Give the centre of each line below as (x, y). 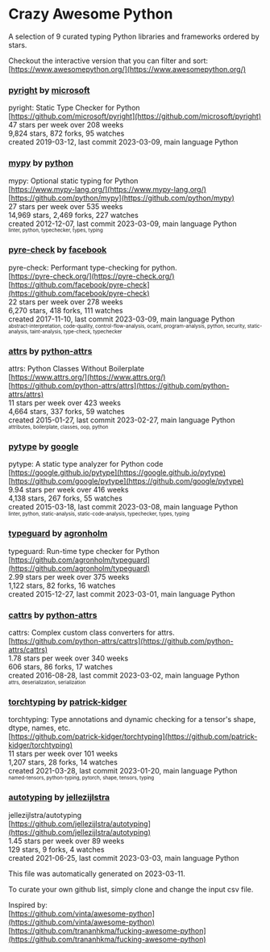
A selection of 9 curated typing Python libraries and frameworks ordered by (134, 36)
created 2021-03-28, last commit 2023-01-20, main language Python (123, 771)
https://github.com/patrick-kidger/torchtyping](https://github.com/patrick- (134, 736)
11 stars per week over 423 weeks (64, 403)
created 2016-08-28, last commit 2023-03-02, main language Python (124, 676)
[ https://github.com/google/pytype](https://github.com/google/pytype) (126, 481)
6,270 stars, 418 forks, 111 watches (66, 310)
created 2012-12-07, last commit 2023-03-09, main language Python (123, 224)
